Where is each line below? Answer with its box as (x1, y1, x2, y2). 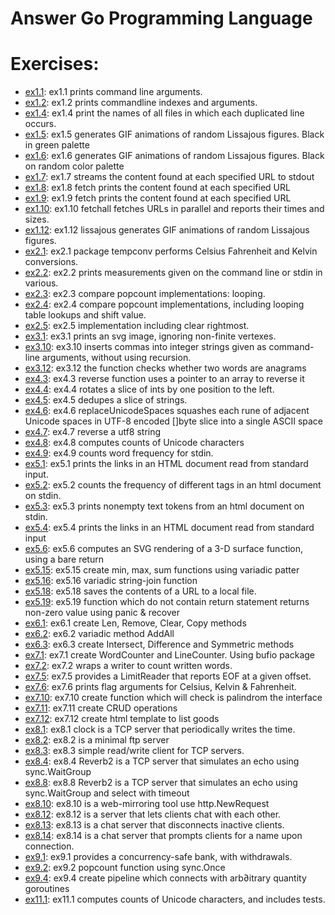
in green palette (24, 139, 90, 151)
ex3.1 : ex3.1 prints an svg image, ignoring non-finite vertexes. (24, 330, 277, 342)
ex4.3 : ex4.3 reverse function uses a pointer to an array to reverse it (24, 373, 305, 385)
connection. (24, 840, 75, 852)
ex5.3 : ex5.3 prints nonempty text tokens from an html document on (24, 500, 305, 512)
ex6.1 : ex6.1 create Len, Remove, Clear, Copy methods (24, 617, 247, 629)
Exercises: (10, 53, 100, 76)
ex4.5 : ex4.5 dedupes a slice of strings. (24, 394, 188, 406)
